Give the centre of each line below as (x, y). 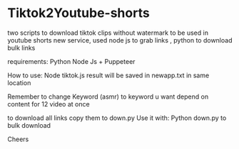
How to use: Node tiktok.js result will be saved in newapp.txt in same (108, 75)
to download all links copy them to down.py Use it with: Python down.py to (117, 118)
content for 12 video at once (49, 104)
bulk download (29, 125)
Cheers (18, 139)
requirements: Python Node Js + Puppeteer (71, 61)
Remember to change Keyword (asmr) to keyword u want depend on (108, 96)
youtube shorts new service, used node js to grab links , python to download (120, 40)
